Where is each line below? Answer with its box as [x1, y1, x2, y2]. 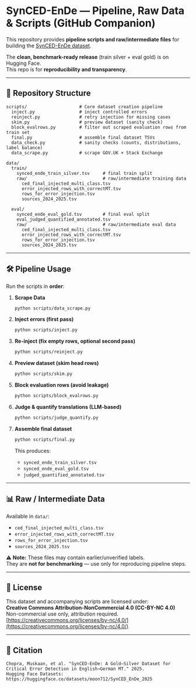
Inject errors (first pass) [14, 316, 74, 323]
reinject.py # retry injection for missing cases [11, 114, 171, 120]
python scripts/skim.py [14, 371, 73, 377]
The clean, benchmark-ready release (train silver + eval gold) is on [6, 53, 169, 60]
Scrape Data [14, 294, 45, 301]
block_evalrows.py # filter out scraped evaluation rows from [11, 124, 187, 130]
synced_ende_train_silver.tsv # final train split [16, 170, 153, 176]
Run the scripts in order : [6, 283, 65, 290]
